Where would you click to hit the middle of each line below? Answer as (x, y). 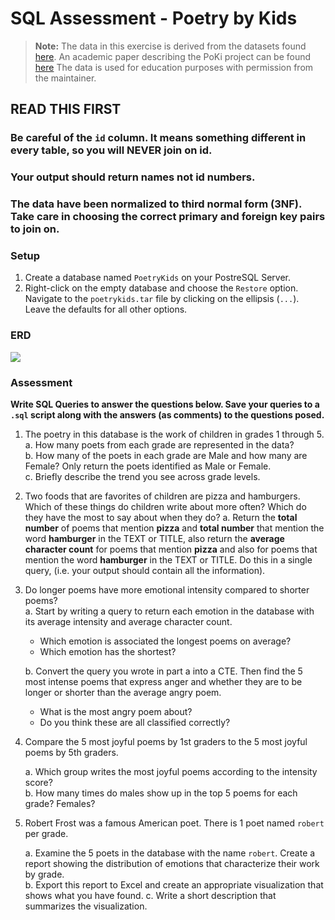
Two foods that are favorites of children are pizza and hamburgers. (162, 496)
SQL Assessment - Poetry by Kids (154, 18)
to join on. (35, 229)
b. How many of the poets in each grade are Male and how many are (166, 455)
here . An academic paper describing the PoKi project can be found (173, 56)
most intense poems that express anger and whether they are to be (163, 681)
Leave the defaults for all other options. (106, 309)
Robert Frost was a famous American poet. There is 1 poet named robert (174, 823)
